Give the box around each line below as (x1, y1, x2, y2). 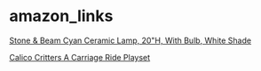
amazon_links (9, 6, 114, 26)
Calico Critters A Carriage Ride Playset (9, 52, 151, 62)
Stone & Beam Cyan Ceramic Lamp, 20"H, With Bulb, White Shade (9, 35, 251, 46)
